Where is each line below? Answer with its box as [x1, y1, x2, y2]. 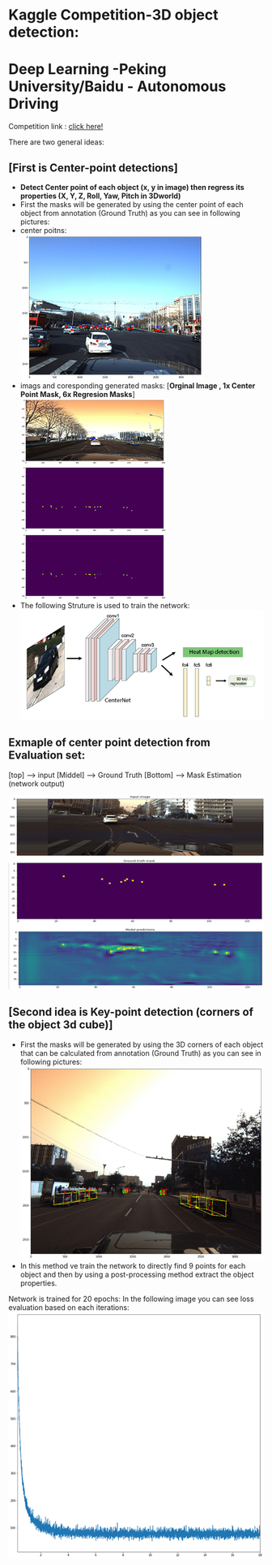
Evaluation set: [8, 749, 86, 763]
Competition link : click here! [8, 122, 104, 132]
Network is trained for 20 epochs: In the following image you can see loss [8, 1294, 254, 1304]
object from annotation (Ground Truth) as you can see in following [19, 208, 240, 218]
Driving [8, 95, 59, 113]
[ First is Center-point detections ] [8, 161, 178, 175]
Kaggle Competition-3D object [8, 6, 219, 24]
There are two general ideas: [8, 137, 105, 147]
